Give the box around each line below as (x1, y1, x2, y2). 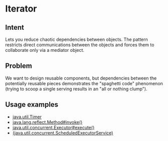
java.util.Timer (12, 114, 42, 120)
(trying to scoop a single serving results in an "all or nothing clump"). (5, 86, 147, 92)
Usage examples (5, 100, 59, 109)
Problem (5, 61, 33, 70)
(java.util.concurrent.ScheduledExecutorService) (12, 129, 113, 136)
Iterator (5, 3, 37, 15)
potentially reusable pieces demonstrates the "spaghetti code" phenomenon (5, 80, 163, 86)
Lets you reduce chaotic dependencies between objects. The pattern (5, 36, 148, 42)
